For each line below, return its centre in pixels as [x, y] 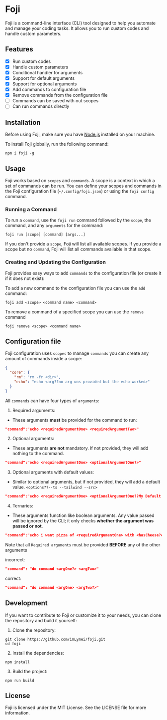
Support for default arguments [43, 78]
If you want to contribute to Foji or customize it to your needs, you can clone [83, 615]
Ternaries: [23, 506]
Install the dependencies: [38, 653]
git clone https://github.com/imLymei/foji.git [55, 639]
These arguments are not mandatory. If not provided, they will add [80, 448]
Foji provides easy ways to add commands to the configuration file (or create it [83, 273]
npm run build [20, 680]
